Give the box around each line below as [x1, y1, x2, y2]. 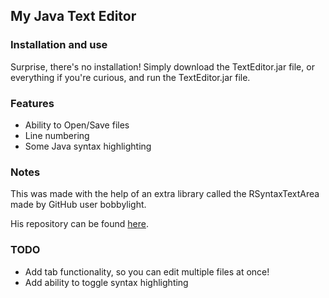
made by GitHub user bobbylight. [10, 199, 147, 211]
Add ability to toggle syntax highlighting [24, 276, 189, 288]
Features [10, 96, 55, 110]
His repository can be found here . [10, 218, 149, 230]
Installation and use [10, 38, 108, 52]
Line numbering [24, 129, 90, 141]
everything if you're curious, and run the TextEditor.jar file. [10, 71, 251, 83]
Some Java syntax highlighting [24, 140, 152, 152]
